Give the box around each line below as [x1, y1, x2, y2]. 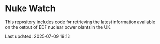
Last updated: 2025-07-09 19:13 [5, 33, 70, 39]
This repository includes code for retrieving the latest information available [5, 19, 156, 25]
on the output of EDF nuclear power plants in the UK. [5, 24, 112, 29]
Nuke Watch [5, 3, 56, 14]
